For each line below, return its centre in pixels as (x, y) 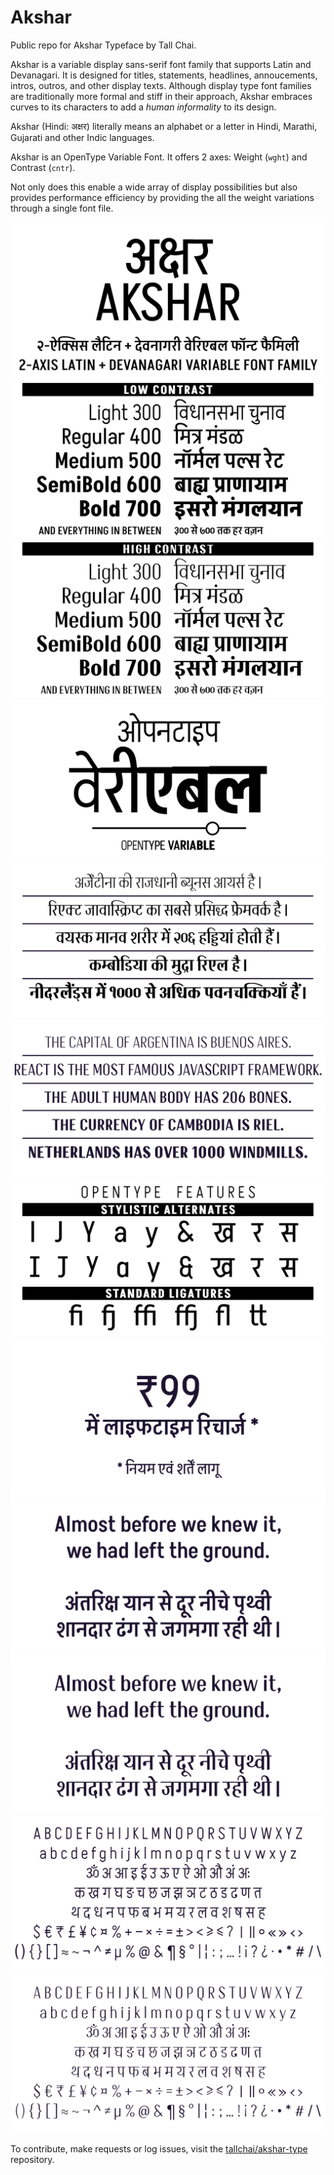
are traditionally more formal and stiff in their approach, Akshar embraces (161, 96)
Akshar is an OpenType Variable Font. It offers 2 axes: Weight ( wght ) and (159, 157)
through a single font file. (62, 208)
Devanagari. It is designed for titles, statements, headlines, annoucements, (164, 75)
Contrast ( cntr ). (43, 167)
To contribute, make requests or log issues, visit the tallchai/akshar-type (159, 2148)
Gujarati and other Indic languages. (82, 137)
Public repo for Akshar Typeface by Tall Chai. (103, 45)
